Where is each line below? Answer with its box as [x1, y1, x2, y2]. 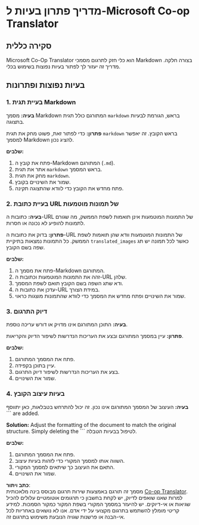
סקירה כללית [6, 41, 52, 51]
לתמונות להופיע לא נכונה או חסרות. [6, 219, 85, 227]
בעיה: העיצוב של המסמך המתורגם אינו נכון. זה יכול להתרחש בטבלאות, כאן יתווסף [6, 403, 189, 410]
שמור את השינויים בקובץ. [14, 178, 71, 185]
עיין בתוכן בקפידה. [14, 362, 56, 369]
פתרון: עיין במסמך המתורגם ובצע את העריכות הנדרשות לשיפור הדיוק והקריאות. [6, 332, 184, 340]
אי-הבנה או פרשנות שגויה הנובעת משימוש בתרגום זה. [6, 513, 125, 520]
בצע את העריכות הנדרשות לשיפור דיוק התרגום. [14, 368, 120, 376]
